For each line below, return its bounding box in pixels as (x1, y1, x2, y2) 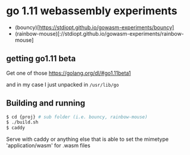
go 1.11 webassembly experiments (6, 4, 177, 18)
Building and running (6, 98, 85, 108)
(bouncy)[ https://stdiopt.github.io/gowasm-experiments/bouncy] (14, 24, 175, 31)
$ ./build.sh (6, 119, 39, 125)
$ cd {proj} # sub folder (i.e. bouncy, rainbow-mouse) (6, 114, 148, 120)
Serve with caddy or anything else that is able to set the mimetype (6, 135, 169, 143)
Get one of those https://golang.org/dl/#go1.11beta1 (6, 69, 131, 77)
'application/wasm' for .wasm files (6, 142, 91, 149)
